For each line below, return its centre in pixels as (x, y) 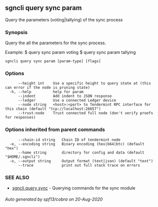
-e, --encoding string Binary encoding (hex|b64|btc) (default (77, 144)
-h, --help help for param (46, 92)
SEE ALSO (17, 177)
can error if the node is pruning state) (48, 88)
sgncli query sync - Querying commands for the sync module (74, 188)
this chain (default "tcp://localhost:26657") (53, 109)
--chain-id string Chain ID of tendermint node (69, 140)
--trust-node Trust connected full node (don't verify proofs (85, 113)
